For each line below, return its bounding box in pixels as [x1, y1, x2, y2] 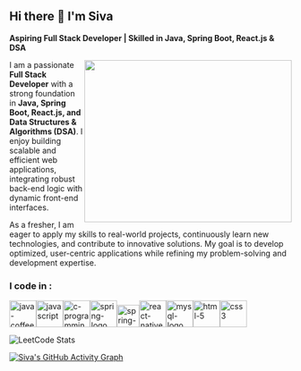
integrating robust [9, 173, 76, 184]
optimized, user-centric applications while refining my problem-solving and [9, 248, 287, 258]
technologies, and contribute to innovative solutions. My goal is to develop [9, 238, 284, 249]
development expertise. [9, 257, 97, 268]
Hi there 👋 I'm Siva [9, 9, 114, 24]
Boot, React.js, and [9, 106, 82, 117]
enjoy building [9, 135, 62, 146]
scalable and [9, 145, 56, 156]
